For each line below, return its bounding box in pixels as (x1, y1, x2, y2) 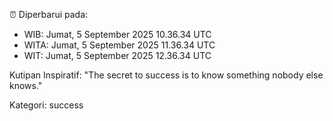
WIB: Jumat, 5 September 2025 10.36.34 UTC (23, 29, 212, 40)
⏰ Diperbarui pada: (9, 9, 89, 20)
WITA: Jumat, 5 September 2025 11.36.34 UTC (23, 39, 216, 51)
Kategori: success (9, 99, 84, 111)
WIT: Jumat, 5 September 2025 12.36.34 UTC (23, 50, 212, 61)
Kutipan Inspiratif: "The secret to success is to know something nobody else (9, 69, 324, 81)
